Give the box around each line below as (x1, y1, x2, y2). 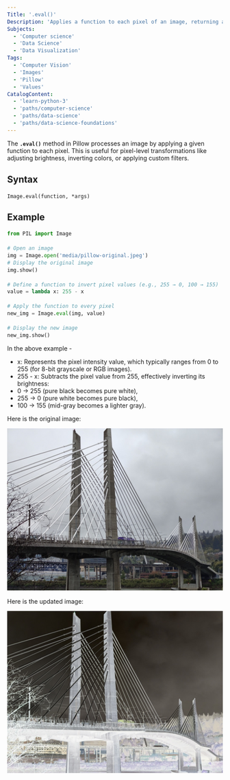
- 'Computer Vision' (13, 62, 72, 69)
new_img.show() (7, 331, 51, 339)
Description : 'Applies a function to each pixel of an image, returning (7, 18, 219, 25)
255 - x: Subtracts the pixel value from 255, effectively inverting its (16, 372, 205, 380)
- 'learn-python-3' (13, 98, 69, 105)
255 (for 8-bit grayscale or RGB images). (16, 364, 132, 373)
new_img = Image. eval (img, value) (7, 310, 106, 317)
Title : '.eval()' (7, 11, 57, 18)
